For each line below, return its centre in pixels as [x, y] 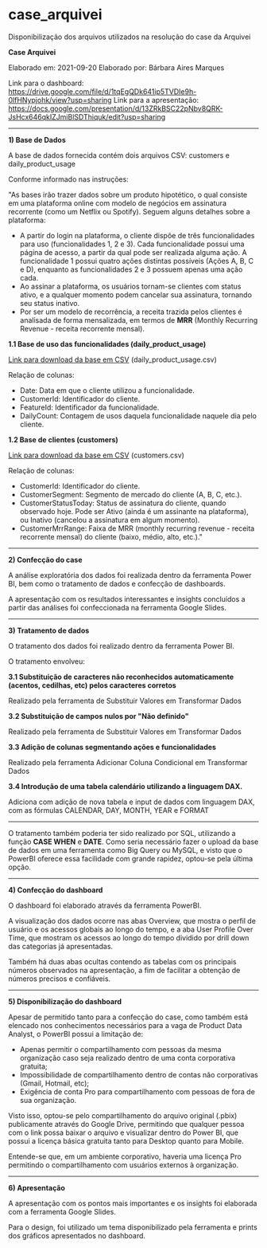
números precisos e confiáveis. [60, 979]
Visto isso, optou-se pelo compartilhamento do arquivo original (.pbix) [123, 1115]
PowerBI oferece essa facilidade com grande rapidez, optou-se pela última [131, 858]
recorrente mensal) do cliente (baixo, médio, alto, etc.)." [111, 536]
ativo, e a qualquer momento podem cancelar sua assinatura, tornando [136, 294]
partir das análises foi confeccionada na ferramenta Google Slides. [118, 607]
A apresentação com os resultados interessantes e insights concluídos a [127, 598]
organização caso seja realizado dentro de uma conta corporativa [128, 1058]
